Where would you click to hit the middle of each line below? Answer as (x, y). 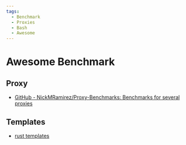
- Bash (19, 28)
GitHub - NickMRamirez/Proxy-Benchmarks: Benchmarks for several (97, 97)
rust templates (32, 136)
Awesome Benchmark (61, 62)
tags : (13, 11)
